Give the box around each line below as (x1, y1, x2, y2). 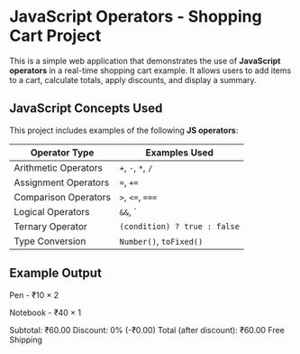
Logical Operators (14, 205, 90, 218)
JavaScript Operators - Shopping (9, 6, 263, 27)
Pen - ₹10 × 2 (9, 289, 59, 300)
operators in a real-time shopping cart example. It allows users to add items (9, 65, 292, 76)
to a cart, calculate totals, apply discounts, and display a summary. (9, 74, 257, 85)
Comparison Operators (14, 191, 111, 203)
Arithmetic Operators (14, 161, 104, 173)
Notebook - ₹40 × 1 (9, 307, 82, 318)
